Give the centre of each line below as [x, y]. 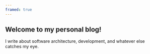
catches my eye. [22, 47]
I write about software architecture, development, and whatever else [75, 41]
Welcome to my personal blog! [53, 30]
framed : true [19, 10]
